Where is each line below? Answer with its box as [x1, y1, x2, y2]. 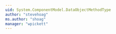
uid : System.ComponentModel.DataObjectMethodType [5, 7, 111, 12]
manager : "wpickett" [5, 21, 49, 26]
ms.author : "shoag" [5, 16, 46, 21]
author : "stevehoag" [5, 12, 49, 17]
